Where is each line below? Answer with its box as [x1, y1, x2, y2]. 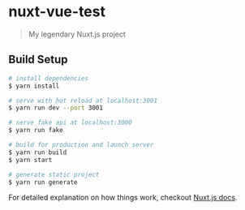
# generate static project [8, 170, 100, 178]
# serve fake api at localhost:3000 [8, 118, 132, 127]
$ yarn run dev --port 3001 [8, 104, 104, 112]
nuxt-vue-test [8, 2, 105, 21]
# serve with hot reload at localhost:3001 [8, 96, 158, 105]
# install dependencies [8, 74, 89, 83]
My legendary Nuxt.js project [28, 29, 126, 39]
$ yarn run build [8, 148, 67, 156]
